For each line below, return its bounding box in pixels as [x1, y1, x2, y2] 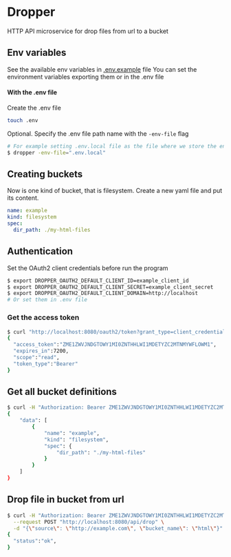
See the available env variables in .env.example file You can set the [7, 65, 197, 73]
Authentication [7, 245, 74, 257]
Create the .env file [7, 103, 62, 112]
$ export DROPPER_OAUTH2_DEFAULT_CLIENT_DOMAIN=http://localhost [7, 290, 198, 297]
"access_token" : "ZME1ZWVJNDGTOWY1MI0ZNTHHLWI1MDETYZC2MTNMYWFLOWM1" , [13, 341, 217, 348]
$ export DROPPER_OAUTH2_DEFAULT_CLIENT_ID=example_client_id [7, 277, 189, 284]
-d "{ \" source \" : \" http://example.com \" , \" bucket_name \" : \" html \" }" [13, 525, 223, 531]
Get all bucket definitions [7, 386, 117, 398]
